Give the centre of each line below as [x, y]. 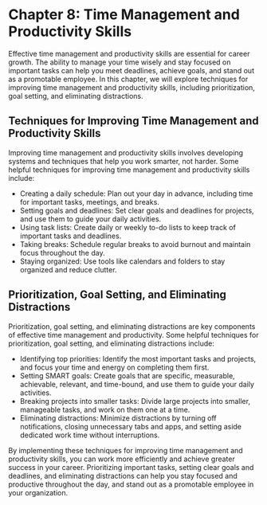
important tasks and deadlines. [71, 236]
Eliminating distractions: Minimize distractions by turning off [118, 418]
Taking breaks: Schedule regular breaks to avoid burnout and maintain [135, 244]
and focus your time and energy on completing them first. [114, 367]
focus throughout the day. [62, 252]
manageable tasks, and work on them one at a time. [105, 409]
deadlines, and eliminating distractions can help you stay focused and [123, 476]
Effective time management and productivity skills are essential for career [129, 53]
